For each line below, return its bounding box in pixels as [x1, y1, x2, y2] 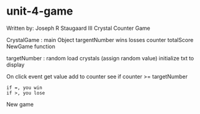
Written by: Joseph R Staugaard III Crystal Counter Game [6, 24, 150, 32]
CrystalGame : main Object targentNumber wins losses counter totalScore [6, 36, 194, 43]
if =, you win [6, 84, 43, 91]
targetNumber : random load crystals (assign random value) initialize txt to [6, 54, 194, 62]
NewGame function [6, 43, 55, 50]
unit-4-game [6, 4, 74, 18]
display [6, 61, 25, 68]
